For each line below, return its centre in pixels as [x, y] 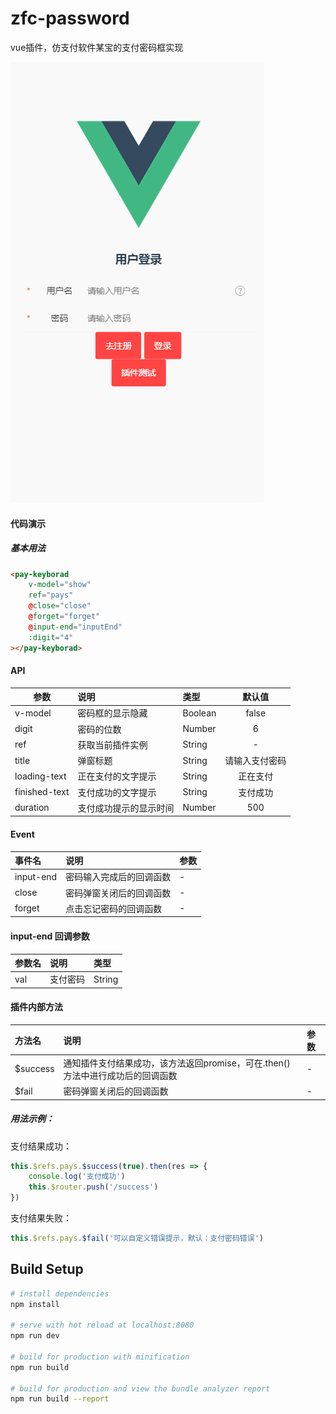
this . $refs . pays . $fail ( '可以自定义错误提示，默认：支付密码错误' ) [137, 1238]
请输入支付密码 [255, 761]
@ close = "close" [60, 606]
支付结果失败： [41, 1218]
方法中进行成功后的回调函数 [120, 1075]
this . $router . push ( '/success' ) [93, 1187]
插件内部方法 [36, 1007]
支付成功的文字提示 [117, 792]
